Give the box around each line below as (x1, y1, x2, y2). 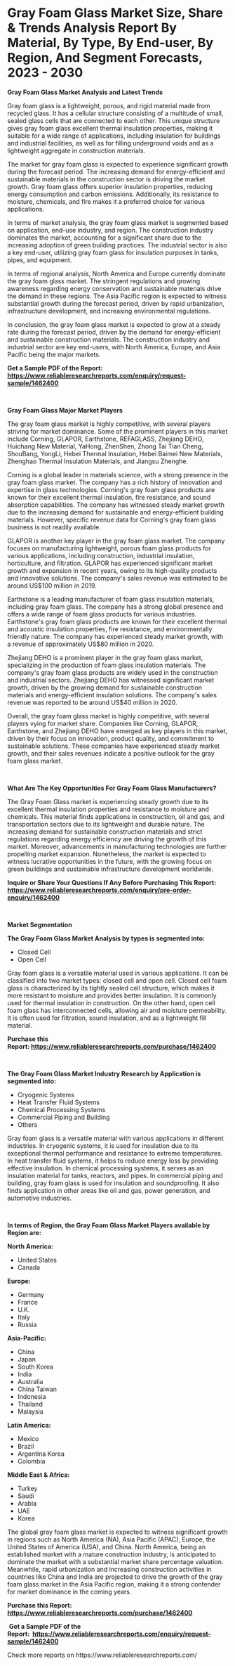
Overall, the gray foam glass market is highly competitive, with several (7, 711, 210, 720)
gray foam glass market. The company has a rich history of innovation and (7, 478, 222, 486)
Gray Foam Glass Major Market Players (7, 406, 123, 414)
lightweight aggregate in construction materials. (7, 146, 146, 155)
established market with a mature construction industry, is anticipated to (7, 1550, 216, 1558)
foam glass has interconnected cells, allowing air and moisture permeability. (7, 1006, 227, 1014)
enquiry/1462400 (7, 893, 60, 901)
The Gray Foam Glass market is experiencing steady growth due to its (7, 797, 209, 806)
